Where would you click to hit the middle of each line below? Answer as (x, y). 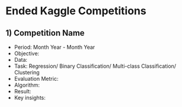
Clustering (27, 72)
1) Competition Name (45, 33)
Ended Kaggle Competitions (76, 11)
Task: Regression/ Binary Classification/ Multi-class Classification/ (95, 66)
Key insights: (30, 97)
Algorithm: (27, 85)
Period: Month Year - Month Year (55, 47)
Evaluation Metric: (36, 79)
